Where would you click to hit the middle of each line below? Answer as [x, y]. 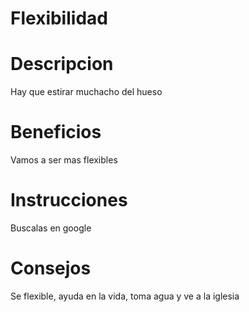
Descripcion [62, 64]
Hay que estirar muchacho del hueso [86, 92]
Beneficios [56, 132]
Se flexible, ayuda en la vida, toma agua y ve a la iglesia [125, 296]
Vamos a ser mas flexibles [64, 160]
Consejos [51, 268]
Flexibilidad [59, 18]
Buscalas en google [51, 228]
